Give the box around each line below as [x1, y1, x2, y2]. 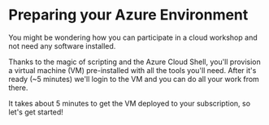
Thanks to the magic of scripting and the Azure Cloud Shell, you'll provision [8, 57, 262, 67]
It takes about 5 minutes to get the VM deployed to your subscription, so [8, 98, 250, 108]
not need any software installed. [8, 41, 116, 50]
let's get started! [8, 107, 63, 117]
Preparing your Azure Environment [8, 6, 249, 24]
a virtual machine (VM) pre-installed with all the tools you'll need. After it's [8, 65, 257, 75]
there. [8, 83, 28, 93]
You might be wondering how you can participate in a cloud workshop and [8, 32, 258, 42]
